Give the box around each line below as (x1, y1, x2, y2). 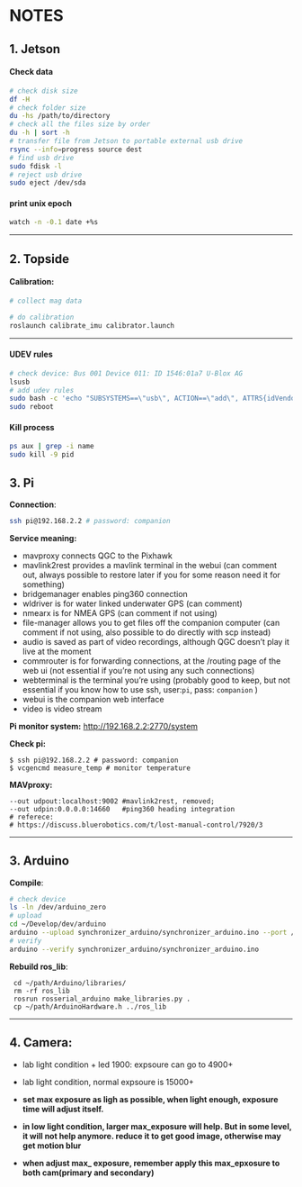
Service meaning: (9, 532, 77, 543)
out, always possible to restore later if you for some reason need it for (22, 569, 281, 580)
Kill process (9, 421, 55, 432)
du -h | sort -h (9, 128, 70, 138)
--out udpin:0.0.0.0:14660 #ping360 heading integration (9, 804, 235, 813)
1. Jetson (9, 41, 61, 57)
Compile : (9, 877, 44, 888)
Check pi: (9, 738, 47, 748)
